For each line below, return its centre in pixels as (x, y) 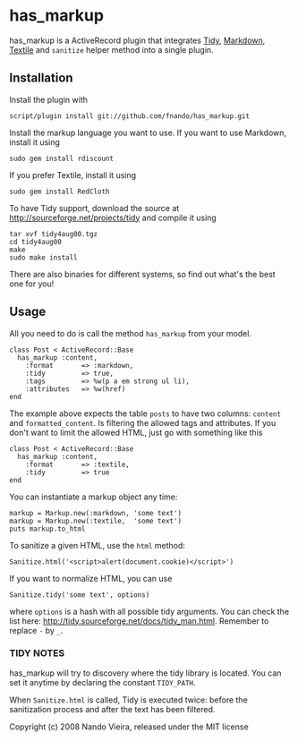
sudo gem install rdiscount (62, 158)
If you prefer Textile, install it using (73, 175)
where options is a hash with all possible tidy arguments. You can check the (149, 611)
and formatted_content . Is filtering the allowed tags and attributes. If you (143, 422)
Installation (41, 78)
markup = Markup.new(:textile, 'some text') (95, 521)
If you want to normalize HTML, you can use (91, 578)
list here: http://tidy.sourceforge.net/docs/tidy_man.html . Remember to (139, 621)
